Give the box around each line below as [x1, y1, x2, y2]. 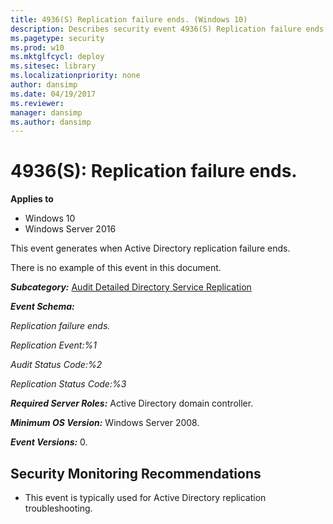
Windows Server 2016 [24, 223, 117, 235]
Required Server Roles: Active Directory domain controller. [10, 397, 254, 410]
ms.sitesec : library [10, 61, 97, 71]
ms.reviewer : [10, 98, 65, 108]
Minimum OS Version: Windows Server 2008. [10, 417, 200, 429]
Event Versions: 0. [10, 436, 88, 448]
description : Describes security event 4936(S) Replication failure [10, 24, 302, 34]
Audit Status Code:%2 [10, 359, 103, 371]
